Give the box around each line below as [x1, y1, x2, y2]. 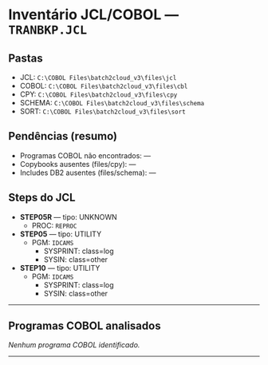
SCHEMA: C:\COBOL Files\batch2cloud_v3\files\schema [19, 98, 205, 107]
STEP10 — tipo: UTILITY [19, 263, 100, 272]
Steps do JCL [8, 191, 76, 204]
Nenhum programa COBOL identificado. [8, 340, 140, 350]
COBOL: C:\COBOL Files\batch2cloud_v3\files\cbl [19, 81, 188, 90]
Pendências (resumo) [8, 129, 118, 143]
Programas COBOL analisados [8, 319, 161, 333]
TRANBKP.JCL [8, 22, 88, 38]
